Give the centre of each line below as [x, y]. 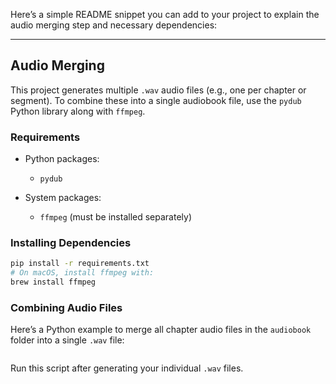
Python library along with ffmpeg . [78, 111]
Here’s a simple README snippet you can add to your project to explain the [165, 14]
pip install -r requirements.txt [80, 264]
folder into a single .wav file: [67, 340]
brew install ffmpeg [53, 282]
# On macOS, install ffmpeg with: [82, 273]
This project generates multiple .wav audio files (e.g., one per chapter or [158, 90]
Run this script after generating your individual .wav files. [127, 368]
